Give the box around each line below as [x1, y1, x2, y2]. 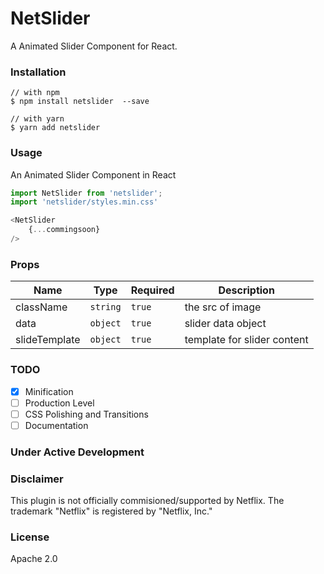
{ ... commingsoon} [28, 225, 101, 235]
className [15, 300, 68, 314]
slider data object [184, 317, 267, 331]
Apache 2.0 [10, 553, 58, 565]
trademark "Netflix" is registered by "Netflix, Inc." [10, 505, 213, 517]
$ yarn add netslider [10, 123, 101, 133]
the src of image [184, 300, 262, 314]
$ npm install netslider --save [10, 97, 150, 107]
